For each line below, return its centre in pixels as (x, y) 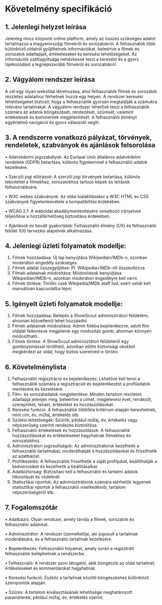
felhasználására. (21, 187)
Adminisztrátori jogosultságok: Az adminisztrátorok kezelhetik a (76, 446)
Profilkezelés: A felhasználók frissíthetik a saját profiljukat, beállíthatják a (85, 461)
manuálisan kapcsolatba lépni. (42, 289)
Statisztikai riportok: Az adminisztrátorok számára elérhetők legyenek (81, 482)
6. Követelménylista (36, 367)
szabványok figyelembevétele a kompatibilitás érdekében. (63, 201)
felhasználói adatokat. (27, 524)
